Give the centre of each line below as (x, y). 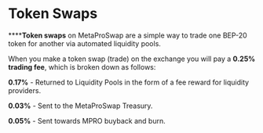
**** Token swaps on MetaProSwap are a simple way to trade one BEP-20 (128, 35)
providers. (25, 90)
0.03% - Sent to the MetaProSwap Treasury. (80, 106)
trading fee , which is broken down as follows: (82, 66)
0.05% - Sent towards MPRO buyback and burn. (87, 120)
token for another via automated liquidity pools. (84, 43)
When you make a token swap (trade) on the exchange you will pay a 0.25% (132, 59)
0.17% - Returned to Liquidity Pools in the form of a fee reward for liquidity (129, 82)
